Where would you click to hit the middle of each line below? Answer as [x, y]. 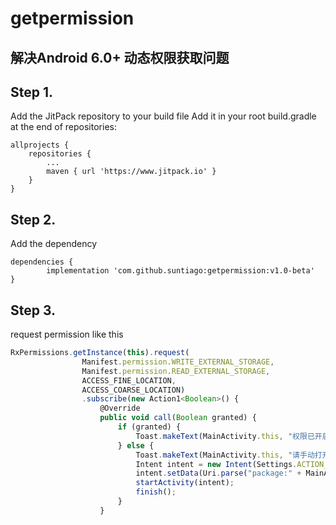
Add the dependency [54, 244]
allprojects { [40, 145]
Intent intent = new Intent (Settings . [216, 464]
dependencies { [42, 262]
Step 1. [32, 92]
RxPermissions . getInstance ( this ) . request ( [100, 353]
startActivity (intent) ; [185, 483]
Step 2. [33, 219]
